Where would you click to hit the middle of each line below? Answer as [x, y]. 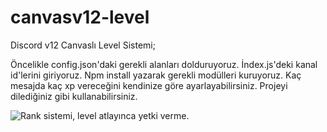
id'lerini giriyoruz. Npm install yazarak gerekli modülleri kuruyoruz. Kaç [156, 75]
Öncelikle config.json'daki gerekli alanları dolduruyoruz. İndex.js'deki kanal [164, 64]
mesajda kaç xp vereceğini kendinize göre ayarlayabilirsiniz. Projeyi [149, 85]
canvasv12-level [80, 17]
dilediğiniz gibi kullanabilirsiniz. [74, 96]
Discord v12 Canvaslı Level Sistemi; [83, 45]
